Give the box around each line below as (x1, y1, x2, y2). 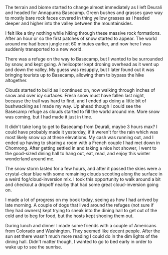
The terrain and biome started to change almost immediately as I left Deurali (5, 5, 162, 10)
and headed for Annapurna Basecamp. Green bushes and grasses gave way (5, 10, 163, 16)
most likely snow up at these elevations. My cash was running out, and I (5, 135, 154, 140)
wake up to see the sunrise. (5, 244, 63, 250)
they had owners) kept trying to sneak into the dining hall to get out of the (5, 208, 157, 213)
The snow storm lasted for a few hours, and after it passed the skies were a (5, 166, 161, 171)
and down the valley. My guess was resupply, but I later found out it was (5, 67, 154, 73)
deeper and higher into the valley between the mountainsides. (5, 20, 133, 26)
